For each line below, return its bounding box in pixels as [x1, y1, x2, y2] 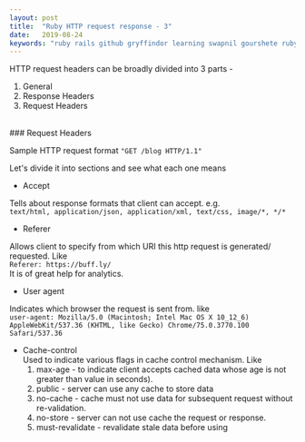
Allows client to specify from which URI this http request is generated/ [9, 241, 271, 252]
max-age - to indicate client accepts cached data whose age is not [35, 364, 287, 375]
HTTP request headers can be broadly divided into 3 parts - [9, 64, 233, 74]
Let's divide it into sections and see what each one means [9, 162, 227, 173]
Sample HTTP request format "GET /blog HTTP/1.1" [9, 145, 202, 156]
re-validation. [35, 403, 86, 414]
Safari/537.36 [9, 329, 64, 339]
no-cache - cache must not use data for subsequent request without [35, 393, 293, 404]
